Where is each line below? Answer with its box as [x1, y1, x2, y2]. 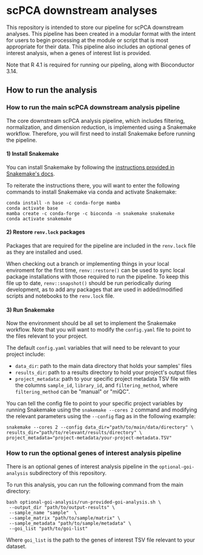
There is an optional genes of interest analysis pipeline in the [6, 462, 158, 470]
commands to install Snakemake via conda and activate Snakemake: [6, 188, 177, 195]
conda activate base [6, 205, 59, 211]
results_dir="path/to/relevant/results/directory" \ [6, 430, 142, 436]
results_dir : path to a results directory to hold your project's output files [15, 369, 197, 376]
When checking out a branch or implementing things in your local [6, 260, 170, 268]
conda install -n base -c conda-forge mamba [6, 200, 121, 206]
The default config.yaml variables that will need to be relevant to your [6, 344, 181, 352]
